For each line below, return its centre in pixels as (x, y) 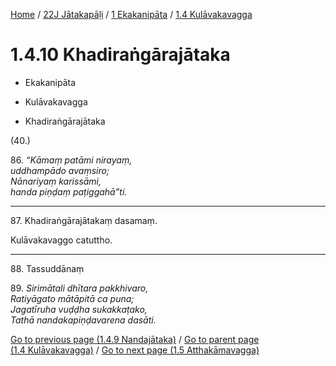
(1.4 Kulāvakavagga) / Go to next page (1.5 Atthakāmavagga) (135, 350)
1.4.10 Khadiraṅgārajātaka (120, 55)
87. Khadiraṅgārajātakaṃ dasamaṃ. (84, 220)
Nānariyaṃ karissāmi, (56, 181)
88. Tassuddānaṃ (47, 268)
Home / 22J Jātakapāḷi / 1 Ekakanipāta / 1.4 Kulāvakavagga (131, 14)
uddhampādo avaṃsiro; (60, 170)
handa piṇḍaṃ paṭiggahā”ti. (69, 191)
